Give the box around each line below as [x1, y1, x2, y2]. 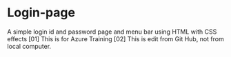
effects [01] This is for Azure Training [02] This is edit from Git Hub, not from [7, 34, 224, 43]
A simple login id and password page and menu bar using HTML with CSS [7, 27, 217, 36]
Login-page [7, 5, 76, 21]
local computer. [7, 42, 52, 50]
